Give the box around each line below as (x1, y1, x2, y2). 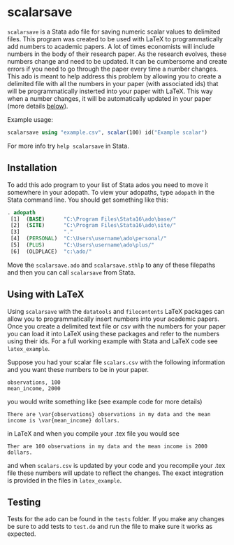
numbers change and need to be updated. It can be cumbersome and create (7, 57, 228, 65)
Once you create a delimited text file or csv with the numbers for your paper (7, 322, 226, 330)
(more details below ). (7, 102, 68, 110)
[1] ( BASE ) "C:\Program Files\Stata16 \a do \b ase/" (10, 215, 177, 223)
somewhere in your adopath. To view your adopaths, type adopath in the (7, 188, 215, 196)
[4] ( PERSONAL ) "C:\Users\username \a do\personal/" (10, 235, 168, 242)
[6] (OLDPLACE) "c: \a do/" (10, 248, 92, 255)
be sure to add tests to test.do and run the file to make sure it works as (7, 523, 213, 531)
